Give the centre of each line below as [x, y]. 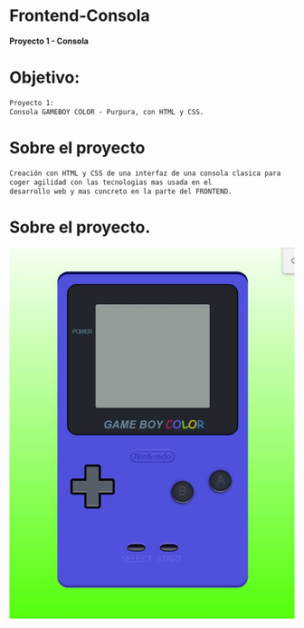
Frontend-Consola [80, 16]
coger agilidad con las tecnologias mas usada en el [111, 182]
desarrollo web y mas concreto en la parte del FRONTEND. [121, 191]
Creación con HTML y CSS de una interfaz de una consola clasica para [145, 173]
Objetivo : [45, 78]
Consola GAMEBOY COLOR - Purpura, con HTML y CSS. [107, 112]
